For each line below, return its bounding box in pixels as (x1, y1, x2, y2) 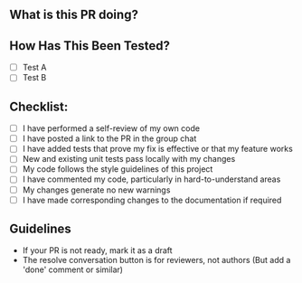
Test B (22, 72, 47, 83)
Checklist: (9, 99, 69, 114)
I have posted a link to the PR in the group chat (22, 133, 197, 144)
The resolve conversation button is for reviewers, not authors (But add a (22, 255, 291, 266)
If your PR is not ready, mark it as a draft (22, 245, 174, 256)
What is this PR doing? (9, 7, 138, 23)
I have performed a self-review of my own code (22, 123, 201, 134)
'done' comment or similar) (22, 264, 124, 275)
